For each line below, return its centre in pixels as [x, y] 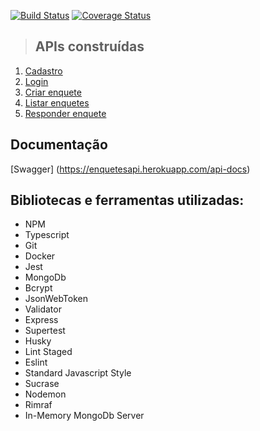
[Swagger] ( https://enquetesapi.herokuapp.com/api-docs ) [130, 169]
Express [41, 320]
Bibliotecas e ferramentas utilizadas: [127, 200]
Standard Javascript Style [78, 373]
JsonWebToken [56, 299]
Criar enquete [53, 92]
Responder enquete [65, 113]
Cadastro [43, 71]
